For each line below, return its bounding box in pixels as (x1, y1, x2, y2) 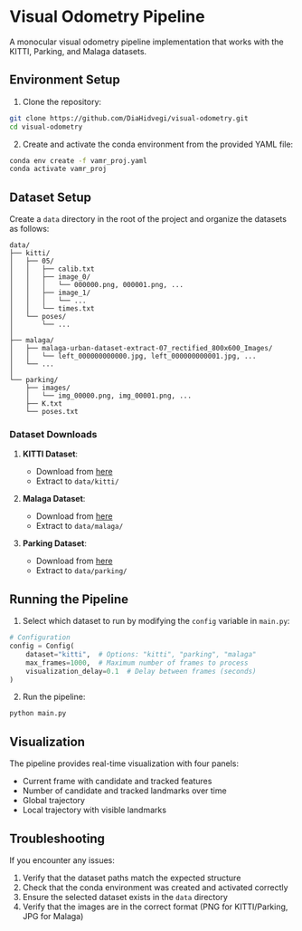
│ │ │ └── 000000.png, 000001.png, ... (9, 281, 184, 290)
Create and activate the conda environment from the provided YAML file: (22, 139, 294, 149)
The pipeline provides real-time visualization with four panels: (9, 758, 240, 769)
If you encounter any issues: (9, 854, 116, 866)
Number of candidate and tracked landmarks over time (22, 785, 228, 796)
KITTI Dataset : (22, 448, 79, 459)
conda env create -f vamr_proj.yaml (9, 156, 147, 165)
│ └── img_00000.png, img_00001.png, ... (25, 391, 193, 400)
